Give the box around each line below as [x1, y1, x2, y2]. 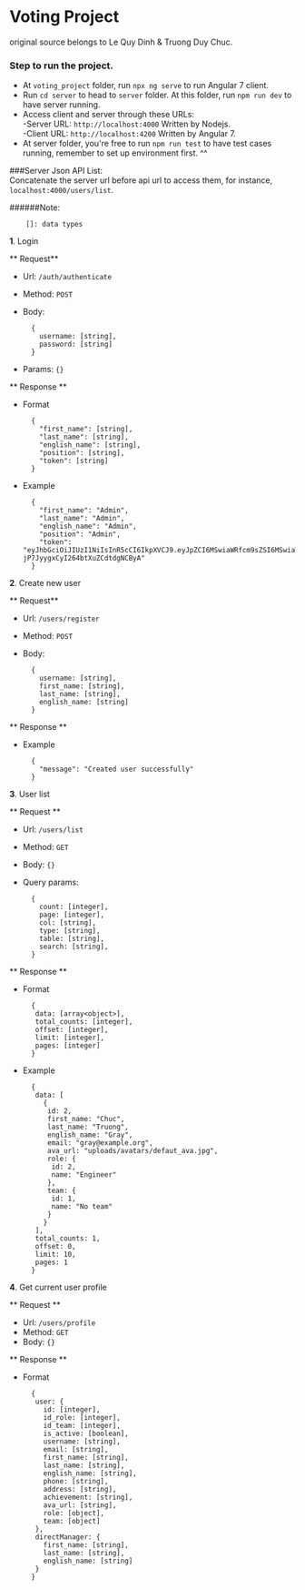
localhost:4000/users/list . [9, 185, 114, 196]
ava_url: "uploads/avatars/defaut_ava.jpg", [46, 1147, 219, 1156]
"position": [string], [39, 449, 125, 458]
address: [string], [43, 1485, 117, 1494]
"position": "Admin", [39, 530, 121, 539]
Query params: [22, 876, 79, 888]
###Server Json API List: [9, 166, 103, 177]
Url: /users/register [22, 613, 100, 624]
